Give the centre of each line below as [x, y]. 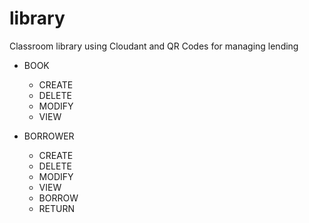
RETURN [57, 208]
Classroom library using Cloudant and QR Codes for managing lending [154, 46]
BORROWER [49, 136]
